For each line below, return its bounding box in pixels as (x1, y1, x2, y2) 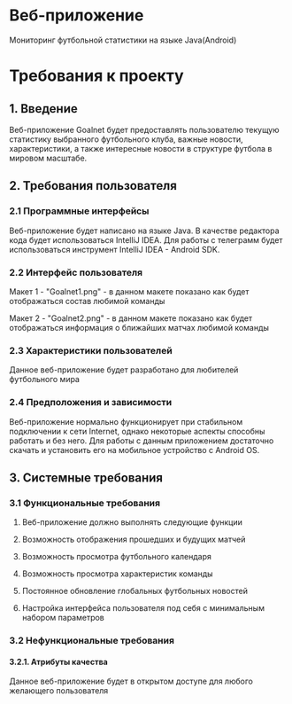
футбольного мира (9, 374, 80, 385)
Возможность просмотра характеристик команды (21, 568, 214, 579)
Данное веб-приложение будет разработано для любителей (9, 364, 239, 375)
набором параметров (21, 613, 104, 623)
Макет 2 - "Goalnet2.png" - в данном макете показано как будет (9, 312, 253, 324)
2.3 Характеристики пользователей (9, 344, 173, 356)
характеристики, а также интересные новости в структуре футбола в (9, 143, 273, 153)
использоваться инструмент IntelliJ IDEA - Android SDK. (9, 244, 220, 254)
